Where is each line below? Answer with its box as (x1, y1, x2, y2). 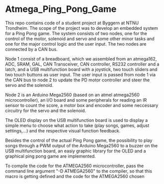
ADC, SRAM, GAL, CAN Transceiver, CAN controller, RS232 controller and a (5, 61, 160, 67)
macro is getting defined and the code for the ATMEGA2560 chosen (5, 173, 145, 179)
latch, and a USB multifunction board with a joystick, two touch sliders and (5, 66, 158, 72)
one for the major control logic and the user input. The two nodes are (5, 41, 147, 47)
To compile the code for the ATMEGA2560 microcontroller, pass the (5, 163, 144, 169)
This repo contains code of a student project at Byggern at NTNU (5, 20, 139, 26)
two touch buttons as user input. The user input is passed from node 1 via (5, 71, 156, 77)
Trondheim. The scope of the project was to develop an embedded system (5, 25, 158, 31)
